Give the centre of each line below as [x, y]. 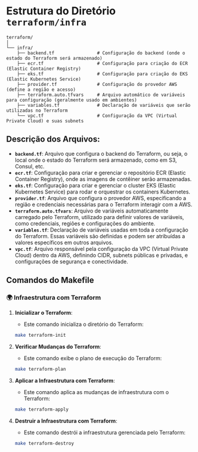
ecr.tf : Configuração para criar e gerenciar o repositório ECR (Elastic [100, 173]
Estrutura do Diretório [61, 11]
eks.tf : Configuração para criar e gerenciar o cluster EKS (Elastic [95, 185]
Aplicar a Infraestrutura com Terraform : [65, 381]
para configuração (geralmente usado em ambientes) [72, 100]
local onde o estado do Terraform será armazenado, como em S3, [96, 160]
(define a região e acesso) [41, 90]
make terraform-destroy [44, 444]
